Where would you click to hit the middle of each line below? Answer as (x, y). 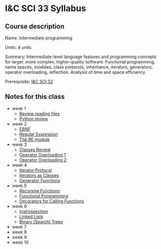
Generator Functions (40, 180)
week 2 (19, 124)
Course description (35, 26)
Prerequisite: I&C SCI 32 (29, 81)
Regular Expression (38, 134)
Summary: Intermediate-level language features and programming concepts (81, 57)
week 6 (19, 206)
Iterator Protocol (36, 170)
